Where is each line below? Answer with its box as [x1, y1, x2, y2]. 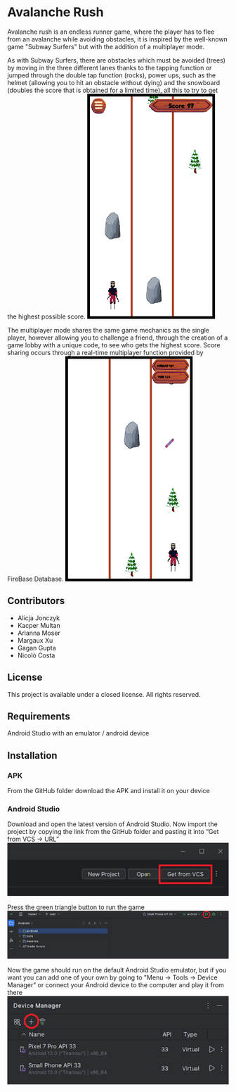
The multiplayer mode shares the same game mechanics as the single [7, 326, 209, 334]
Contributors [7, 595, 65, 607]
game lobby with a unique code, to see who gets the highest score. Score [7, 340, 221, 349]
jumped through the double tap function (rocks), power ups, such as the [7, 71, 216, 79]
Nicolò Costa [17, 651, 55, 660]
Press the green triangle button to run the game [7, 903, 145, 911]
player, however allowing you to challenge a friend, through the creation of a [7, 333, 228, 342]
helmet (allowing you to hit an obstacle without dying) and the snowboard [7, 78, 221, 86]
